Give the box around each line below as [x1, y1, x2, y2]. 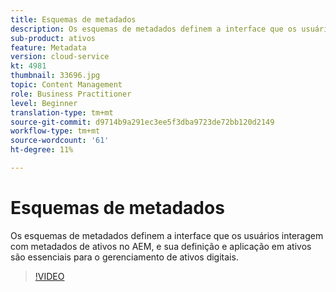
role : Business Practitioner [10, 89, 132, 99]
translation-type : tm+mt [10, 107, 114, 118]
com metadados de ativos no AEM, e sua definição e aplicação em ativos [10, 240, 312, 252]
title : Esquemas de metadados [10, 14, 137, 25]
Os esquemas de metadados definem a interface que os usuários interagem [10, 229, 324, 241]
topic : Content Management [10, 80, 123, 90]
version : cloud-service [10, 52, 110, 62]
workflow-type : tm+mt [10, 126, 101, 136]
